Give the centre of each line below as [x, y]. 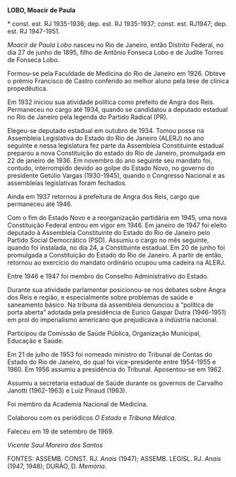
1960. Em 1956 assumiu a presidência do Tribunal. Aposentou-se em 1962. [115, 369]
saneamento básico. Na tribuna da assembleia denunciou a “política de [111, 305]
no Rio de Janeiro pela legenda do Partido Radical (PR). [88, 117]
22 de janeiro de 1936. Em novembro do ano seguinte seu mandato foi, [110, 160]
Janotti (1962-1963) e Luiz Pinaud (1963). [67, 390]
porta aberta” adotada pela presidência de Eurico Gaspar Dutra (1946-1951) [117, 312]
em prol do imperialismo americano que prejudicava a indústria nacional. [113, 320]
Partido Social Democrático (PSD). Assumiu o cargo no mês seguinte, [108, 240]
